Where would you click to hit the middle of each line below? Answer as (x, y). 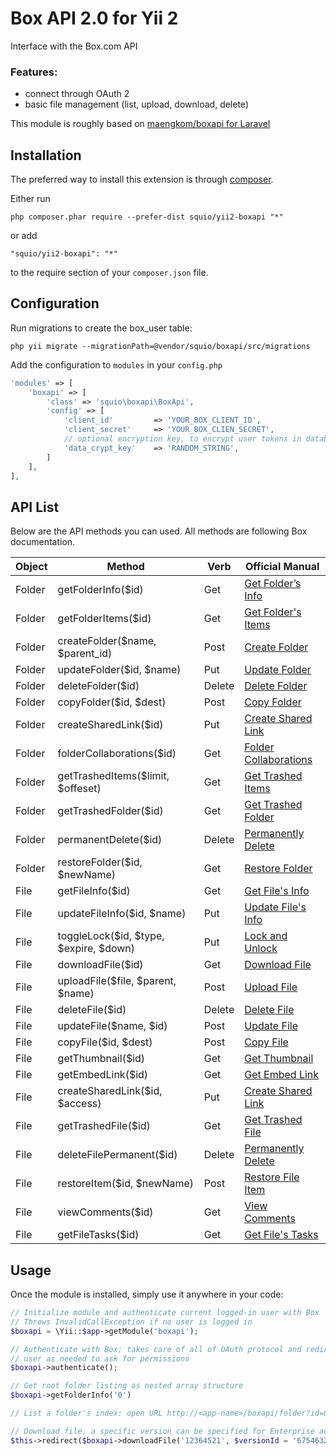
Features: (34, 72)
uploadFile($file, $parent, (117, 981)
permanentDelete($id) (110, 840)
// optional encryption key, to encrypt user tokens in (182, 439)
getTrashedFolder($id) (110, 811)
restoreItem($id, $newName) (126, 1184)
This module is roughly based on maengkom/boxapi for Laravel (140, 124)
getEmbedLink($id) (103, 1075)
